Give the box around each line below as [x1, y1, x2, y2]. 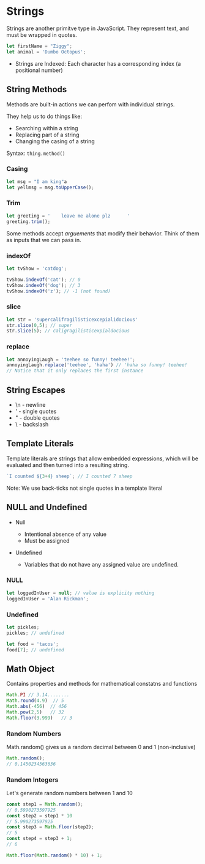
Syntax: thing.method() [6, 149, 65, 157]
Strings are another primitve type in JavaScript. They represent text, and [6, 25, 189, 32]
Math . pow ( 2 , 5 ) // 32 [6, 709, 64, 715]
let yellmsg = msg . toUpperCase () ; [6, 184, 95, 190]
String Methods [6, 84, 67, 95]
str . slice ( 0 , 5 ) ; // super [6, 322, 72, 328]
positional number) [15, 66, 63, 74]
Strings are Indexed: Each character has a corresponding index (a [15, 60, 181, 67]
